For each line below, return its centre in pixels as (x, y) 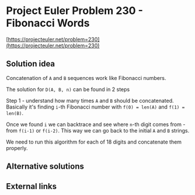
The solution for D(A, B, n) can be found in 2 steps (68, 89)
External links (32, 186)
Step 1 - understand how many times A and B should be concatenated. (90, 100)
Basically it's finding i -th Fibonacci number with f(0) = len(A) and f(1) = (95, 107)
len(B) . (15, 113)
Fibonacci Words (48, 23)
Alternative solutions (45, 167)
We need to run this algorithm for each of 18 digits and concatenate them (94, 142)
